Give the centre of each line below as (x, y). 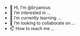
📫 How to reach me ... (32, 28)
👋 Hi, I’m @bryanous (30, 8)
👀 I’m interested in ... (30, 13)
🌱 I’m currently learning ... (35, 18)
